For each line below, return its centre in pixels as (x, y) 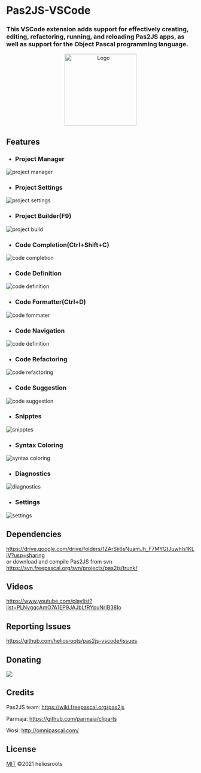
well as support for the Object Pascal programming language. (97, 44)
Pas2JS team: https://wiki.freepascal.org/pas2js (66, 707)
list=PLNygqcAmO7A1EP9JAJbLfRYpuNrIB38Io (64, 607)
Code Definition (38, 273)
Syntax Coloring (39, 445)
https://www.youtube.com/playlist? (49, 601)
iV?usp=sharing (25, 555)
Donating (24, 660)
